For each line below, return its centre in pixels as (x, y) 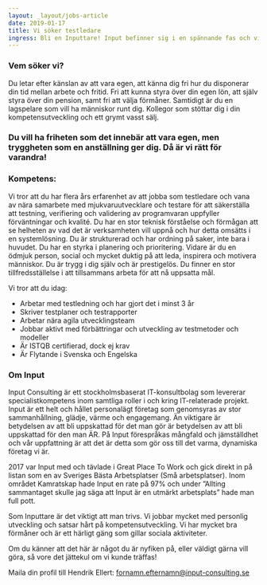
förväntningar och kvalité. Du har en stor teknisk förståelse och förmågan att (133, 222)
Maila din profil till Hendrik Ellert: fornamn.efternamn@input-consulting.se (129, 573)
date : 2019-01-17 (37, 23)
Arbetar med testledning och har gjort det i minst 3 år (107, 303)
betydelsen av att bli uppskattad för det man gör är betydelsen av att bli (125, 426)
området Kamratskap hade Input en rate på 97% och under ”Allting (117, 484)
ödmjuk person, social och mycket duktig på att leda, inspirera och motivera (132, 255)
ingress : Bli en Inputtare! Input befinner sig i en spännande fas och (129, 38)
